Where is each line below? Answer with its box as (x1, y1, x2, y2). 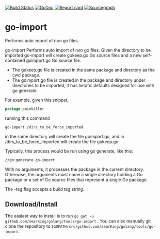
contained (5, 57, 25, 63)
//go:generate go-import (5, 157, 55, 163)
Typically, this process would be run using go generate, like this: (5, 148, 133, 154)
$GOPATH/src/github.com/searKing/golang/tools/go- (51, 224, 156, 229)
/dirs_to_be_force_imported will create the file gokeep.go (5, 139, 119, 145)
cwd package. (12, 72, 41, 78)
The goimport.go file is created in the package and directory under (12, 77, 145, 83)
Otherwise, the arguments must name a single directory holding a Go (5, 171, 143, 177)
